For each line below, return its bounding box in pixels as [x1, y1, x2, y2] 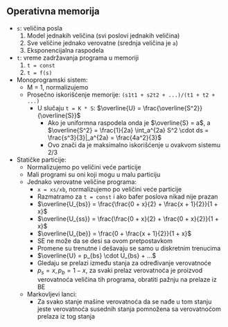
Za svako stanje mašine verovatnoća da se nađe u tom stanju [37, 297, 212, 305]
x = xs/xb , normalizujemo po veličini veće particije [37, 185, 182, 193]
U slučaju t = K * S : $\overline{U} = [37, 103, 142, 112]
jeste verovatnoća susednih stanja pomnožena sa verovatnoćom [37, 305, 221, 313]
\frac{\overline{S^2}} [142, 103, 202, 112]
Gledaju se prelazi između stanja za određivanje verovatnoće [37, 258, 212, 267]
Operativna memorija [6, 6, 100, 17]
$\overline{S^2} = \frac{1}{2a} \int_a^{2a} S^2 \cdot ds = [47, 126, 209, 134]
